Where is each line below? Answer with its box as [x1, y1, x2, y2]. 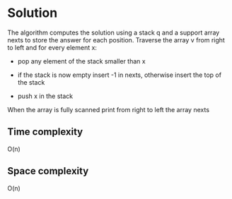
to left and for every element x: [7, 43, 98, 52]
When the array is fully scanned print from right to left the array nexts [7, 105, 210, 114]
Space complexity [7, 165, 89, 177]
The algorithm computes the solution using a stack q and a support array [7, 28, 220, 37]
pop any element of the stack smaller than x [17, 56, 146, 65]
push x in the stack [17, 92, 73, 100]
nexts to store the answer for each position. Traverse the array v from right [7, 35, 225, 44]
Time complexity [7, 126, 83, 138]
